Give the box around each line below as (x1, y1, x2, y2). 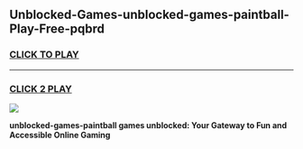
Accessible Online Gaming (9, 129, 111, 140)
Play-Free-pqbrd (9, 22, 106, 37)
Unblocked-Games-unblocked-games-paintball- (9, 7, 290, 23)
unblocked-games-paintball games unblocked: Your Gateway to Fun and (9, 119, 288, 130)
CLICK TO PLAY (9, 49, 79, 61)
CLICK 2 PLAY (9, 82, 72, 95)
